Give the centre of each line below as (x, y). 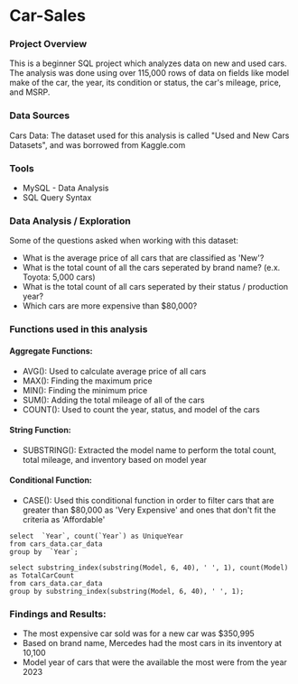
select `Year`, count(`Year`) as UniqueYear (96, 536)
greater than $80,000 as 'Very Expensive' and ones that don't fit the (149, 510)
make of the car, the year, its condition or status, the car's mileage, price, (145, 83)
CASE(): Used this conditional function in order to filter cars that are (148, 500)
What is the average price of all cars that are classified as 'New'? (143, 258)
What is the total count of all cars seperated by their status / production (155, 287)
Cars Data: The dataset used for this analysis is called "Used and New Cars (149, 135)
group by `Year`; (44, 551)
